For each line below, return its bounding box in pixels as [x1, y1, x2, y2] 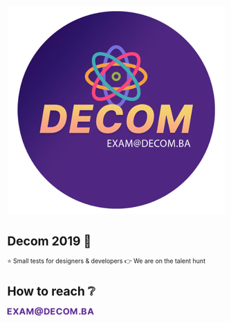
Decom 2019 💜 [7, 233, 92, 249]
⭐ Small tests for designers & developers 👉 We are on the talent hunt [7, 257, 206, 265]
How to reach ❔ [7, 283, 95, 299]
